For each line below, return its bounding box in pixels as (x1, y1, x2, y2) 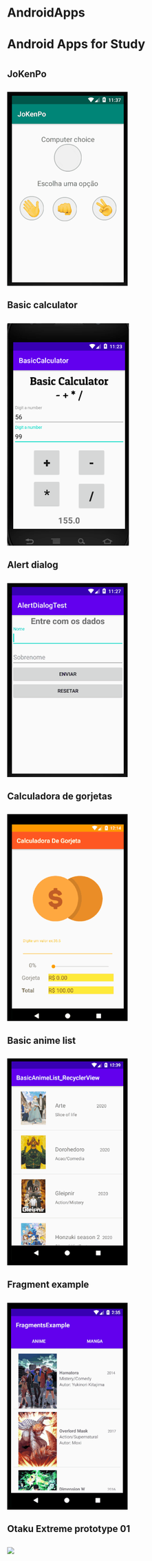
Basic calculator (7, 299, 78, 311)
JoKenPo (7, 68, 47, 80)
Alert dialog (7, 559, 58, 571)
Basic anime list (7, 1034, 76, 1046)
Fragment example (7, 1279, 89, 1291)
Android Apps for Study (7, 37, 146, 52)
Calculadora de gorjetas (7, 790, 112, 802)
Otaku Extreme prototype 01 (7, 1523, 131, 1535)
